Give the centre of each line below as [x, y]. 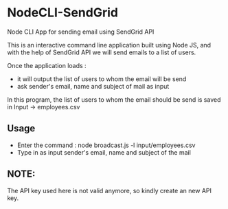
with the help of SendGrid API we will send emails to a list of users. [102, 52]
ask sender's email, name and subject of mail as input [93, 86]
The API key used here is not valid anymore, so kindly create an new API [109, 190]
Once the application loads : [47, 65]
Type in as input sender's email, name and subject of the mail [104, 152]
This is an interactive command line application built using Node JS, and [109, 45]
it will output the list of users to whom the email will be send [102, 79]
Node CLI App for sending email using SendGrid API [81, 32]
